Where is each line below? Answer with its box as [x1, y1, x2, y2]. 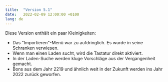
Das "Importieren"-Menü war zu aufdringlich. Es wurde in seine [12, 40, 143, 46]
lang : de [5, 16, 23, 21]
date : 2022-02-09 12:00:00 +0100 [5, 12, 79, 17]
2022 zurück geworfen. [12, 72, 61, 78]
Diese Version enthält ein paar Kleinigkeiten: [5, 30, 96, 36]
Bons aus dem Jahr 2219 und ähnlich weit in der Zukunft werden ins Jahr [12, 66, 163, 72]
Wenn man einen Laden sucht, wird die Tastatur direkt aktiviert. [12, 50, 143, 56]
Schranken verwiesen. [12, 45, 59, 51]
